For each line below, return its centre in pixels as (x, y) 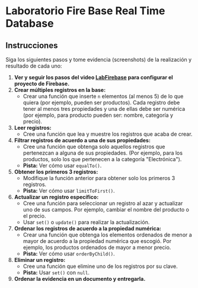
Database (30, 23)
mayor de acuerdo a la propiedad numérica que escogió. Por (97, 241)
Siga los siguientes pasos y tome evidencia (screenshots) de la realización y (99, 60)
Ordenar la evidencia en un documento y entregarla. (80, 279)
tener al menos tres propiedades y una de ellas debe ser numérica (104, 109)
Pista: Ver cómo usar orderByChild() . (69, 254)
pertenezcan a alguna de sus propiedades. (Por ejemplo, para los (103, 153)
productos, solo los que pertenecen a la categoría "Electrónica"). (102, 159)
